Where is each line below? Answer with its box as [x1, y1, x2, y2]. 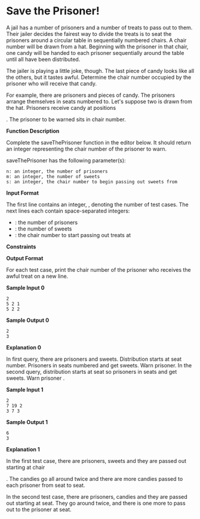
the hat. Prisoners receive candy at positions [6, 104, 116, 111]
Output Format [6, 254, 44, 262]
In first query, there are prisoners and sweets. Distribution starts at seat [6, 355, 182, 363]
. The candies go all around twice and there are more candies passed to [6, 475, 183, 482]
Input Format [6, 189, 39, 196]
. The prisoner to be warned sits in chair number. [6, 115, 127, 123]
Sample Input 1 [6, 386, 44, 393]
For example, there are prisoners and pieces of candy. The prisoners [6, 91, 175, 99]
